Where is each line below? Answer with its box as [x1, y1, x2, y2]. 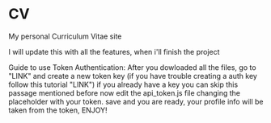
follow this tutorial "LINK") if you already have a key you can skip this [8, 80, 239, 89]
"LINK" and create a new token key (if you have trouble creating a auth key [8, 71, 257, 80]
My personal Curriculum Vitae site [8, 31, 122, 41]
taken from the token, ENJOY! [8, 105, 108, 115]
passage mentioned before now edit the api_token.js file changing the [8, 88, 241, 97]
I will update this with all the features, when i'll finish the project [8, 47, 220, 56]
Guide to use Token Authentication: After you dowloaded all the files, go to [8, 62, 256, 72]
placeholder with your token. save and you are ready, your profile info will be [8, 96, 264, 106]
